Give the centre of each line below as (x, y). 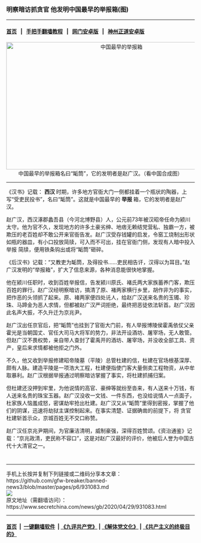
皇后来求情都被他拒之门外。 (51, 347)
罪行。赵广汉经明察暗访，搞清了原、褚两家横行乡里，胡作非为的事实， (108, 289)
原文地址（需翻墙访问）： (36, 500)
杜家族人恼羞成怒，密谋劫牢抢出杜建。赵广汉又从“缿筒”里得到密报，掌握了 (98, 403)
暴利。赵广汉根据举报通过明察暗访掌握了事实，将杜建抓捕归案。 (90, 375)
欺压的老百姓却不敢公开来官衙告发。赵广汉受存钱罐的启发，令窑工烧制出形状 (100, 234)
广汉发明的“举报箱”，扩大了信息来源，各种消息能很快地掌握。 (82, 269)
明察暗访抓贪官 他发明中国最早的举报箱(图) (68, 9)
